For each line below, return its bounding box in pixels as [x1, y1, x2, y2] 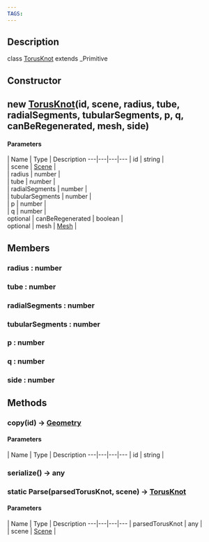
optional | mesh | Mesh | [7, 222, 77, 230]
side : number [7, 375, 55, 385]
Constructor [7, 75, 61, 86]
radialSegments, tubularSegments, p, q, [7, 110, 184, 121]
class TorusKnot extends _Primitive [7, 54, 108, 63]
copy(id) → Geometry [7, 418, 82, 428]
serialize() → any [7, 468, 65, 478]
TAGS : [7, 10, 23, 17]
